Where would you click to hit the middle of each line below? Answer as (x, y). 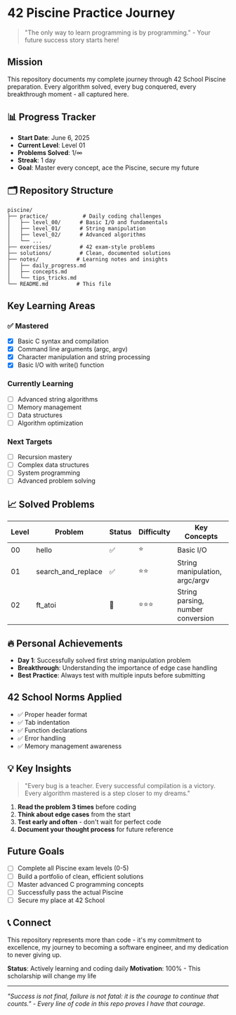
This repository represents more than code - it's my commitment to (105, 940)
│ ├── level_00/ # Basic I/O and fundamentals (88, 223)
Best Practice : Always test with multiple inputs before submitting (111, 675)
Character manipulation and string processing (84, 357)
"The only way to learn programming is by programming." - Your (117, 32)
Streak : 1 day (37, 160)
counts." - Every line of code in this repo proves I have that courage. (106, 1003)
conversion (196, 618)
